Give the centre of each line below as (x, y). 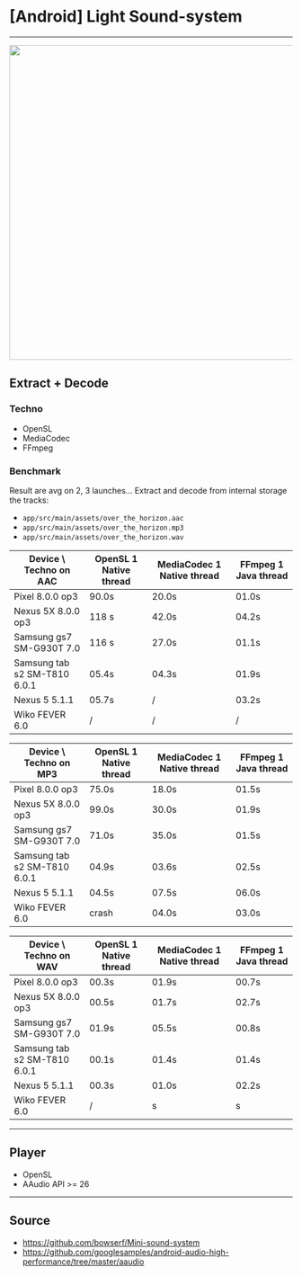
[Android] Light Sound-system (126, 17)
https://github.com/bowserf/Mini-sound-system (111, 1242)
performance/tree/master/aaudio (83, 1262)
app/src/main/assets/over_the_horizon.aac (103, 518)
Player (28, 1153)
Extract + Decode (59, 384)
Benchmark (35, 471)
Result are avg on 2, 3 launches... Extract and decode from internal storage (148, 490)
